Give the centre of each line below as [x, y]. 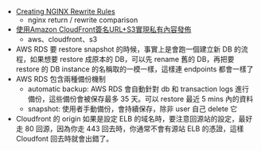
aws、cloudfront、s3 [62, 39]
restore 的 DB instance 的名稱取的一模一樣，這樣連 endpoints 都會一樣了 [134, 69]
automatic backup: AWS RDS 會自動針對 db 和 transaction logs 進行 [138, 89]
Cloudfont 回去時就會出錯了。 [64, 139]
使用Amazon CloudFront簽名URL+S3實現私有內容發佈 [103, 29]
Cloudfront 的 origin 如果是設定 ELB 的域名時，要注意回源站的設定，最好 [134, 119]
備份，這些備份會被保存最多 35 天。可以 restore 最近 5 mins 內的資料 [140, 99]
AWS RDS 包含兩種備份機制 [60, 79]
